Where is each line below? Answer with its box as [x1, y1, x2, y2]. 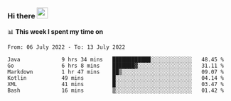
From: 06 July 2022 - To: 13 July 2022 [7, 44, 126, 51]
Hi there [7, 11, 36, 20]
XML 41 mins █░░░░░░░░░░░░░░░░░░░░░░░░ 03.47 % [7, 81, 224, 88]
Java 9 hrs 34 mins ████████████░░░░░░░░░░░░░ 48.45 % [7, 57, 224, 64]
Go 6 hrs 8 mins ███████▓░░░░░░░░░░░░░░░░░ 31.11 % [7, 62, 224, 70]
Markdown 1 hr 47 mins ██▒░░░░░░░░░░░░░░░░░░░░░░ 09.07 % [7, 69, 224, 76]
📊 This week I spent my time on [7, 28, 104, 36]
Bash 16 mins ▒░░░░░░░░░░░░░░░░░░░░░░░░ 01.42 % [7, 87, 224, 95]
